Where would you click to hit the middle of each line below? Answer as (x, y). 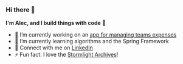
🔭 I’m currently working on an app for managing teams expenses (95, 35)
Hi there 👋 (21, 10)
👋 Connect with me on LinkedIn (54, 48)
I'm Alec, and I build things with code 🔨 (56, 23)
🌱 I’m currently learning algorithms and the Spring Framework (91, 41)
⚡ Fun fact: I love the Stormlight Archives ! (66, 55)
